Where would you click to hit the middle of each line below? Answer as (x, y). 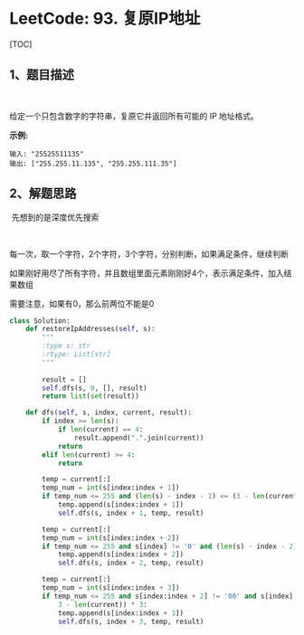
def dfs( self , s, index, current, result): (109, 412)
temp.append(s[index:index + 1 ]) (120, 505)
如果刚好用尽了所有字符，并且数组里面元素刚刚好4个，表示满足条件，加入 (147, 273)
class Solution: (40, 321)
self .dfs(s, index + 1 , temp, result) (131, 513)
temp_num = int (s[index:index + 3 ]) (111, 588)
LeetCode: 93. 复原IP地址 (105, 19)
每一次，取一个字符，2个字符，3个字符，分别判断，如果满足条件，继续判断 (149, 253)
